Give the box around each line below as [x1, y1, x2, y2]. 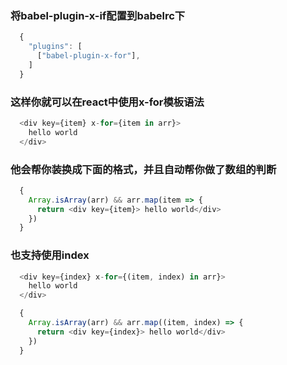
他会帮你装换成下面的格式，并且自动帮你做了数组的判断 [10, 162, 277, 176]
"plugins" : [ [28, 42, 83, 52]
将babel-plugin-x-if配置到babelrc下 [10, 8, 186, 22]
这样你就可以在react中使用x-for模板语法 [10, 95, 205, 109]
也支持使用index [10, 248, 90, 262]
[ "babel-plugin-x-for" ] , [36, 51, 141, 61]
